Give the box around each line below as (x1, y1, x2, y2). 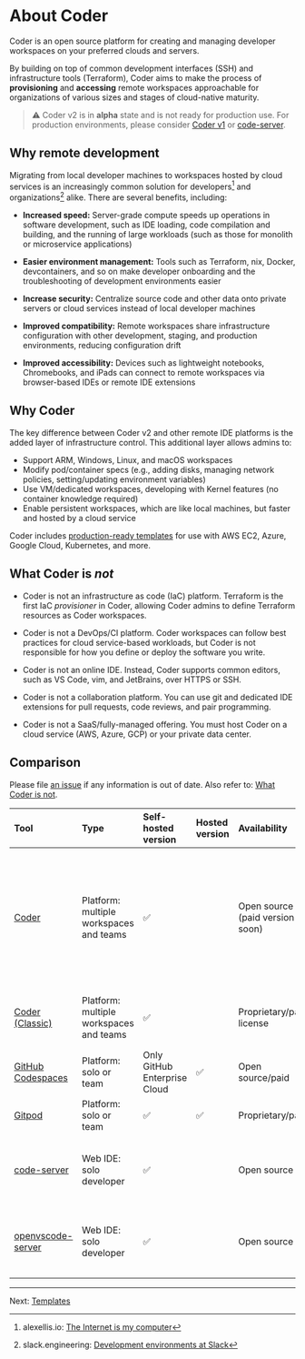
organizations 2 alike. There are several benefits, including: (9, 190, 228, 203)
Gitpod (14, 1109, 44, 1122)
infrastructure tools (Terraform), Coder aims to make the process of (9, 72, 262, 83)
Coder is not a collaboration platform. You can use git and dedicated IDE (22, 691, 293, 702)
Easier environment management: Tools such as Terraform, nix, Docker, (22, 257, 296, 267)
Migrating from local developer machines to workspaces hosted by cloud (9, 169, 283, 180)
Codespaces (14, 1071, 68, 1083)
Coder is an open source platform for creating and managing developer (9, 35, 276, 46)
